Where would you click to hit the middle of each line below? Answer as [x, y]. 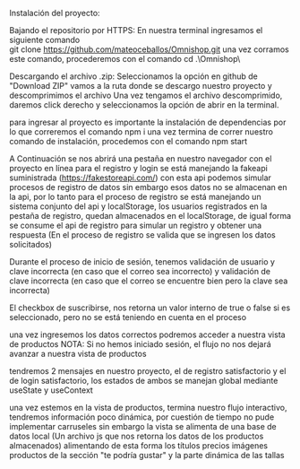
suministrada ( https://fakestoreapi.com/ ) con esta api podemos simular [140, 178]
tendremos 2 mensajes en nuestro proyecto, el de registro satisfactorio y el [148, 371]
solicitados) [30, 244]
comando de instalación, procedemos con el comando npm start [129, 141]
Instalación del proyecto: [55, 13]
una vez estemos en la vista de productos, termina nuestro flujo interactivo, [148, 408]
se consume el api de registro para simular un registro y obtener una [136, 225]
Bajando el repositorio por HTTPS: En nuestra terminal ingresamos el [136, 30]
